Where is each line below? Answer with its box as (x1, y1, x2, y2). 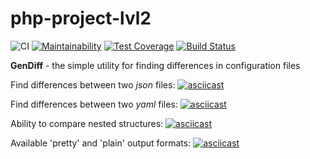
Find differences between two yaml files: (10, 98, 178, 110)
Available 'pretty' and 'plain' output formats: (10, 137, 192, 149)
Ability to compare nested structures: (10, 117, 164, 129)
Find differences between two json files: (10, 78, 176, 91)
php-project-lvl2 (10, 7, 152, 30)
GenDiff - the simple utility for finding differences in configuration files (10, 59, 301, 71)
